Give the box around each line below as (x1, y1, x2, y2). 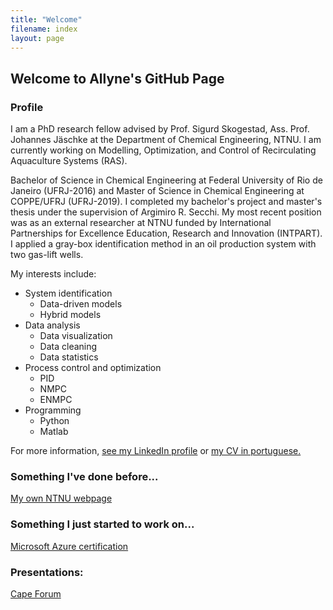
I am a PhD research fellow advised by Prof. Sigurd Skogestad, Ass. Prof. (10, 123, 310, 135)
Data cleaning (39, 341, 98, 353)
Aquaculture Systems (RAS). (10, 155, 128, 167)
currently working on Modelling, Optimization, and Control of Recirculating (10, 144, 317, 156)
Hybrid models (39, 309, 102, 321)
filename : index (10, 24, 78, 34)
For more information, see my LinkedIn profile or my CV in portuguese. (10, 445, 302, 457)
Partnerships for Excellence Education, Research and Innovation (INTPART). (10, 227, 323, 240)
